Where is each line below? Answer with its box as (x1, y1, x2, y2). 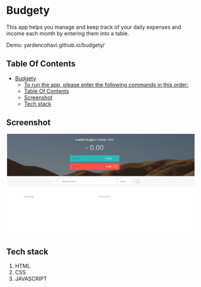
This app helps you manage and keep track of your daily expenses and (6, 23, 182, 31)
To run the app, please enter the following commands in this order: (23, 81, 189, 88)
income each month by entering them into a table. (6, 29, 130, 37)
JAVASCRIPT (14, 275, 47, 282)
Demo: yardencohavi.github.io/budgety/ (6, 41, 105, 49)
